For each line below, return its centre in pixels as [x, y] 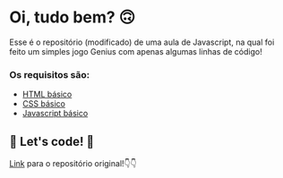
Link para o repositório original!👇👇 [73, 164]
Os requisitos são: [50, 74]
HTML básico [47, 94]
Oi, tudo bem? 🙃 [73, 17]
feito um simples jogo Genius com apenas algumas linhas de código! [136, 51]
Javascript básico [55, 114]
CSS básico [43, 104]
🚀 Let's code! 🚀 [52, 141]
